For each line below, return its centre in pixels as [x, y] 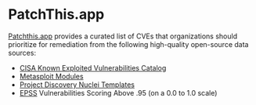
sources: [22, 52]
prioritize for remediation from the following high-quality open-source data [128, 44]
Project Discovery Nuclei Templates [77, 85]
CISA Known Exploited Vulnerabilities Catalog [93, 67]
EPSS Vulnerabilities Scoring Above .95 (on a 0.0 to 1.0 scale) [118, 92]
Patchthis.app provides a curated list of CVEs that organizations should [123, 36]
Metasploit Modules [51, 76]
